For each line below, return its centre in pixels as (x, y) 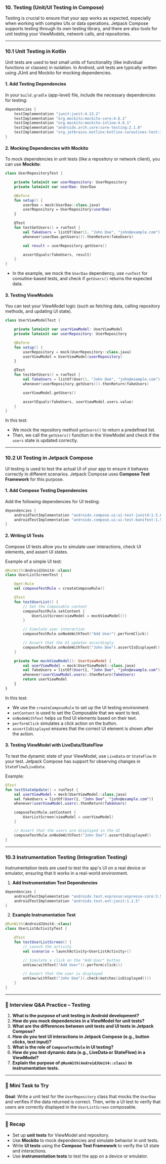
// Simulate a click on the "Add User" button (72, 960)
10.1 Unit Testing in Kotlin (36, 51)
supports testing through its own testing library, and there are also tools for (81, 29)
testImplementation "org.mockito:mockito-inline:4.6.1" (73, 123)
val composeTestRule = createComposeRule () (60, 589)
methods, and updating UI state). (39, 311)
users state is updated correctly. (45, 440)
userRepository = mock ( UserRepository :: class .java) (77, 352)
